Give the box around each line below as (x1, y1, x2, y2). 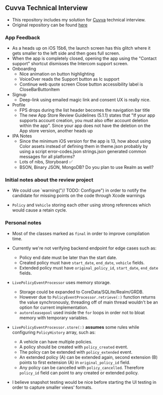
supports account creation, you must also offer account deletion (19, 118, 148, 124)
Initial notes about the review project (5, 177, 93, 183)
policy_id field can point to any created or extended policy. (19, 370, 139, 376)
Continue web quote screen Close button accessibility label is (19, 81, 144, 87)
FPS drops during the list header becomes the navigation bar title (19, 107, 150, 113)
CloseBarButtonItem (19, 87, 60, 92)
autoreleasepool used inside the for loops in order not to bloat (19, 309, 145, 315)
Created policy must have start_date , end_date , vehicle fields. (19, 260, 145, 266)
